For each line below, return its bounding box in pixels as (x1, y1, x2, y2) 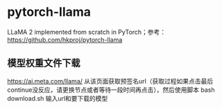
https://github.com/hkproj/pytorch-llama (7, 35, 123, 43)
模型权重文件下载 (7, 57, 80, 69)
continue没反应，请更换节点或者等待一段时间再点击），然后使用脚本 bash (7, 86, 215, 94)
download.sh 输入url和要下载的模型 (7, 94, 108, 102)
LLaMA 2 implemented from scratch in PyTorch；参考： (7, 28, 166, 36)
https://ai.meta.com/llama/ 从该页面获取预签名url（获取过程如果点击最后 (7, 77, 214, 85)
